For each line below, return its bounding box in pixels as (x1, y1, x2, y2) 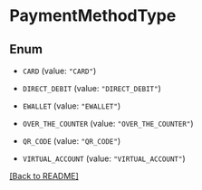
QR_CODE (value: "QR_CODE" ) (22, 136, 120, 146)
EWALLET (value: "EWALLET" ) (22, 100, 120, 111)
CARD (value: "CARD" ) (22, 65, 97, 76)
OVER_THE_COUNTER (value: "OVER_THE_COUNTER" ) (22, 119, 194, 128)
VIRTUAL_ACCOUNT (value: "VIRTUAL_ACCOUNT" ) (22, 153, 186, 164)
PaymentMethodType (9, 5, 177, 26)
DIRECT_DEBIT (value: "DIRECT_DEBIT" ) (22, 83, 161, 93)
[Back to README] (9, 171, 79, 181)
